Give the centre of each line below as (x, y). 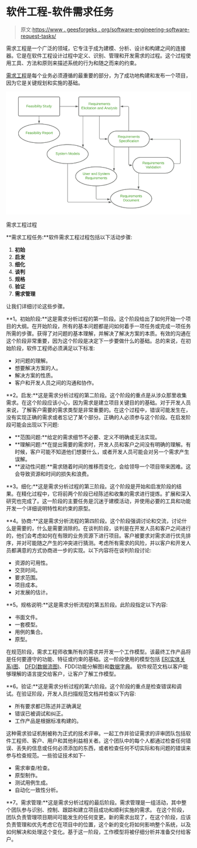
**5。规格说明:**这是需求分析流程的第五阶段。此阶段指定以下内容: (87, 605)
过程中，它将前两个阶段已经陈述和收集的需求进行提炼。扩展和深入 (111, 494)
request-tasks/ (38, 36)
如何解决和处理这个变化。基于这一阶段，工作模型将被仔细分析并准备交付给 (96, 832)
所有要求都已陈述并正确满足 (48, 706)
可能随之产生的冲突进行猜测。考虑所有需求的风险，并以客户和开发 (106, 543)
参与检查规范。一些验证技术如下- (46, 756)
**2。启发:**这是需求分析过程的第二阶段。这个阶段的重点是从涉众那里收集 (96, 395)
